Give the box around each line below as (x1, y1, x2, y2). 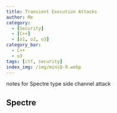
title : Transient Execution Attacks (6, 8, 97, 15)
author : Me (6, 14, 33, 20)
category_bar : (6, 42, 42, 48)
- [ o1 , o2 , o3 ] (11, 36, 50, 42)
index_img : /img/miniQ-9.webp (6, 64, 82, 70)
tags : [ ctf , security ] (6, 58, 63, 64)
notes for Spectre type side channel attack (6, 80, 112, 87)
